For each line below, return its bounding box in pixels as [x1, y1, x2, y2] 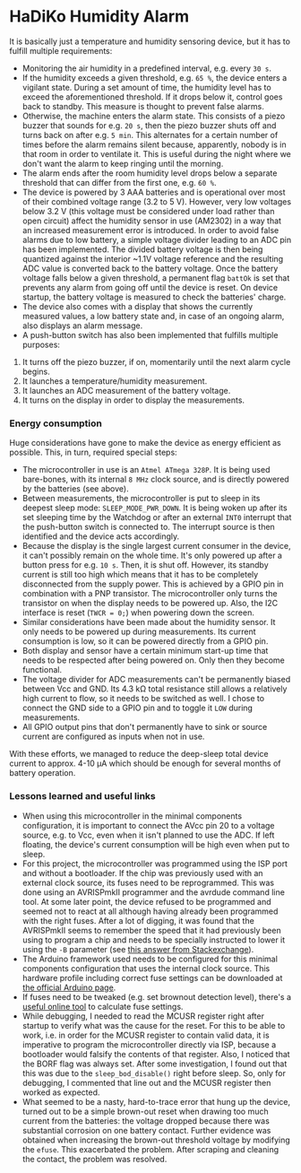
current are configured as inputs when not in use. [21, 731, 205, 742]
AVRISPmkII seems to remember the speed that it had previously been [21, 925, 281, 935]
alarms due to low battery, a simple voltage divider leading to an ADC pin [21, 234, 292, 245]
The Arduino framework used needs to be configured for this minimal [21, 953, 278, 964]
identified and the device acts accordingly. [21, 531, 180, 542]
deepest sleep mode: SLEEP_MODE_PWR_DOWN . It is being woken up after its [21, 502, 288, 513]
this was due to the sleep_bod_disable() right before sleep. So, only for [21, 1067, 287, 1078]
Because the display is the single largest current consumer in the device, [21, 541, 291, 552]
